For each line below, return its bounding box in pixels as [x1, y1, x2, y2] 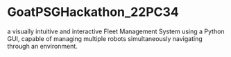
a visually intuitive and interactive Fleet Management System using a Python [7, 27, 225, 35]
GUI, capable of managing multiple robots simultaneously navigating [7, 34, 203, 42]
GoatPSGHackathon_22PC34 [7, 4, 179, 20]
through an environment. [7, 42, 78, 50]
